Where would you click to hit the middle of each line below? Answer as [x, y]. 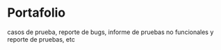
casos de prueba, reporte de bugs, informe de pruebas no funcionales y [110, 32]
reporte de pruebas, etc [41, 39]
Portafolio [36, 13]
